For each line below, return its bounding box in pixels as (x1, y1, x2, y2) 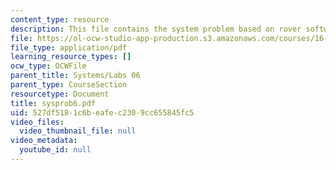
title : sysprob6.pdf (10, 98, 97, 108)
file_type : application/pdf (10, 42, 128, 53)
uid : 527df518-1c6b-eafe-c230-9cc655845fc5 (10, 107, 195, 118)
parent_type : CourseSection (10, 80, 128, 90)
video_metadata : (10, 136, 78, 146)
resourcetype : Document (10, 89, 110, 99)
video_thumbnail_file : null (19, 126, 137, 136)
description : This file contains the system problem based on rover (10, 24, 302, 34)
